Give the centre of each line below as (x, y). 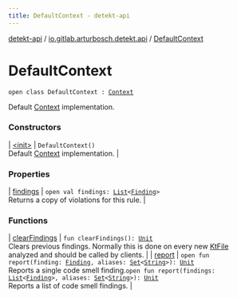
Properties (29, 174)
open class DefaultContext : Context (71, 92)
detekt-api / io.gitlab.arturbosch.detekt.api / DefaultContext (106, 38)
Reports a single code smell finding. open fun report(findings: (112, 270)
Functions (28, 221)
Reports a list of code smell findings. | (71, 286)
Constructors (35, 127)
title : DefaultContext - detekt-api (69, 16)
